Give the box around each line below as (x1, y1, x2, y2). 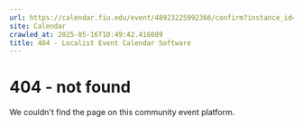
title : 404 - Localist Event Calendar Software (9, 38, 192, 48)
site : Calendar (9, 22, 67, 31)
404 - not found (9, 77, 131, 97)
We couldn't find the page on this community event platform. (9, 107, 235, 118)
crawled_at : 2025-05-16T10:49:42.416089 (9, 30, 164, 39)
